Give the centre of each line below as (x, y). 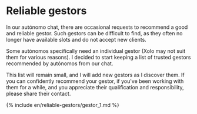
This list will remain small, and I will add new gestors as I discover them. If (95, 75)
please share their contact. (39, 93)
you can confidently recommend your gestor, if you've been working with (95, 81)
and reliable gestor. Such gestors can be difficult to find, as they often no (94, 33)
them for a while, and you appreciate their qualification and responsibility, (95, 87)
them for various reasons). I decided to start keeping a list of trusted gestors (98, 57)
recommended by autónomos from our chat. (60, 63)
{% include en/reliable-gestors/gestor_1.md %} (63, 105)
